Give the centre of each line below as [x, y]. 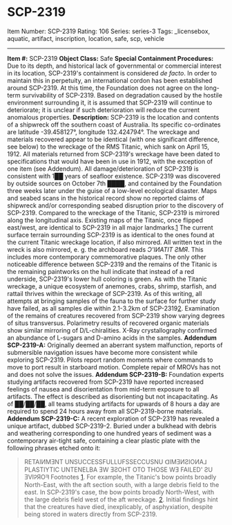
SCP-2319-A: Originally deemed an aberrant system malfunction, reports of [115, 345]
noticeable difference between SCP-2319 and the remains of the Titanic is [112, 264]
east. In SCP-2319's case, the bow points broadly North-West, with [119, 492]
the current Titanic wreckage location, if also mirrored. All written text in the [115, 242]
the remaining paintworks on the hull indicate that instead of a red [101, 271]
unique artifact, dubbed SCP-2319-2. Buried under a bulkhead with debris [112, 425]
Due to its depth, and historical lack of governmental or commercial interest [115, 66]
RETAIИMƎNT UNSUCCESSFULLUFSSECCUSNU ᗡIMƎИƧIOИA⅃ [115, 461]
